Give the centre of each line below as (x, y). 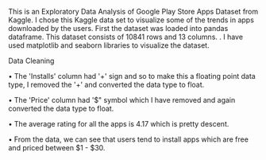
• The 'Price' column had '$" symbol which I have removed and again (122, 100)
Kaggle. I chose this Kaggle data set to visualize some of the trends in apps (131, 20)
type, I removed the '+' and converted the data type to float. (106, 84)
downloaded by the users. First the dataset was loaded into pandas (118, 28)
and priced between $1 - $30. (57, 148)
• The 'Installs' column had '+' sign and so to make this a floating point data (132, 76)
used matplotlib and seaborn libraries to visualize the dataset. (109, 45)
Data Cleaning (31, 60)
